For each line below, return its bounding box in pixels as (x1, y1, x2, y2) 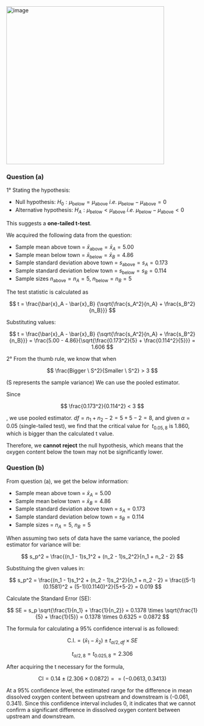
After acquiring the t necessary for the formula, (6, 663, 125, 670)
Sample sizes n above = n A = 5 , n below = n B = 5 (15, 275, 132, 283)
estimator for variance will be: (6, 540, 81, 548)
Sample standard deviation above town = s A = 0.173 (15, 505, 146, 514)
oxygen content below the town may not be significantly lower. (6, 448, 163, 456)
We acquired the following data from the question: (6, 231, 132, 239)
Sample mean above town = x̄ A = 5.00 (15, 489, 111, 498)
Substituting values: (6, 318, 56, 325)
